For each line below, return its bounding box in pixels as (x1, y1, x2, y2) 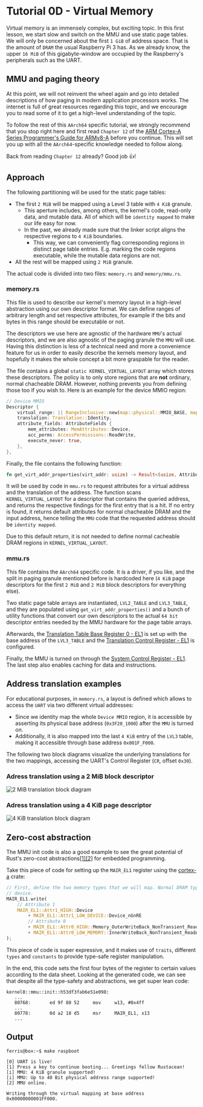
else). (6, 587, 21, 595)
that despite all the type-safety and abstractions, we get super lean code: (6, 977, 189, 985)
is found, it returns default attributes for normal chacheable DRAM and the (6, 508, 192, 515)
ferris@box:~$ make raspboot (6, 1048, 80, 1054)
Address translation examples (6, 679, 122, 689)
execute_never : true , (28, 437, 83, 443)
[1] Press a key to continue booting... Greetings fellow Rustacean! (6, 1064, 185, 1070)
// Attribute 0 (28, 919, 66, 925)
